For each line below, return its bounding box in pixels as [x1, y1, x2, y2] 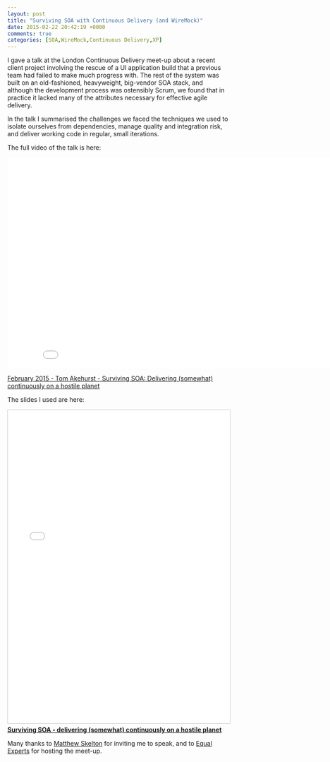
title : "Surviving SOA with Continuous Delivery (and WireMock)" [7, 17, 203, 24]
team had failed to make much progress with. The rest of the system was [7, 71, 220, 80]
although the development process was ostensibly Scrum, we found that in [7, 86, 225, 95]
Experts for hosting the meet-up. [7, 746, 102, 756]
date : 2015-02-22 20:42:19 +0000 [7, 23, 106, 30]
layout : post [7, 10, 46, 18]
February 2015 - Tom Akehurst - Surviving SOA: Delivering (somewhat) [7, 374, 214, 383]
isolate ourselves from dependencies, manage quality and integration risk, [7, 122, 223, 131]
